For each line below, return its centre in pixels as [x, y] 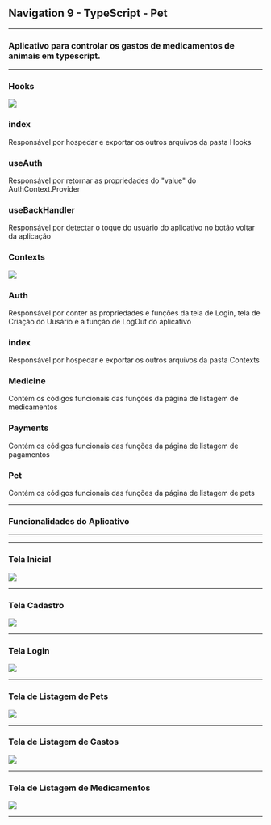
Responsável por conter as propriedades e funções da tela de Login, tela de [134, 313]
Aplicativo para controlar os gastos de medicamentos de [122, 45]
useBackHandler [42, 209]
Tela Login [29, 650]
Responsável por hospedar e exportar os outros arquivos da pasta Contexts [134, 360]
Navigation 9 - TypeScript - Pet [88, 13]
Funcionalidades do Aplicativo [69, 521]
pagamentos [29, 454]
